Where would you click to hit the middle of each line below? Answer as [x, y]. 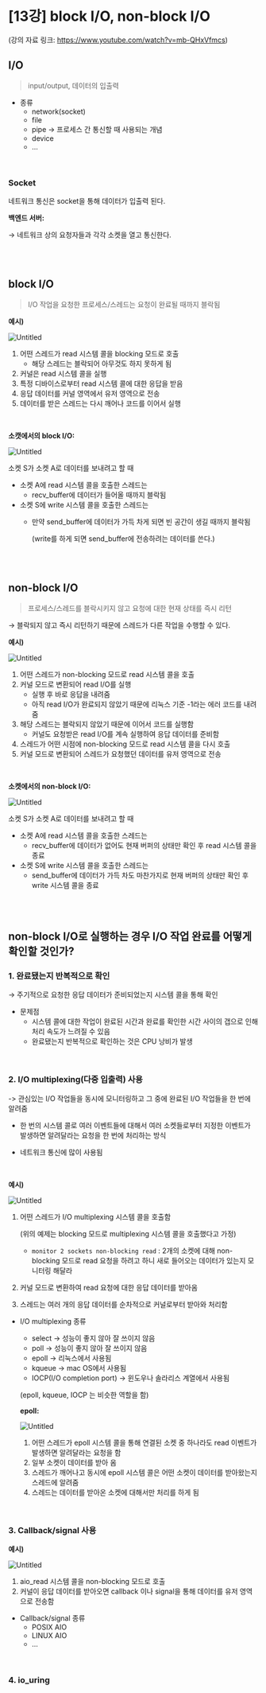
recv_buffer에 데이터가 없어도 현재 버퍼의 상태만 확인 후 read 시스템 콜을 [144, 845]
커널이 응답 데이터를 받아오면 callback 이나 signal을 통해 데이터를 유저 [129, 1591]
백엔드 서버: [27, 218]
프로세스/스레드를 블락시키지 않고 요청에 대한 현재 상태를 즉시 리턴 [129, 608]
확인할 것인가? [41, 952]
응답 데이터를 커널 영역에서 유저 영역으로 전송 [90, 393]
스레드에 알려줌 [55, 1482]
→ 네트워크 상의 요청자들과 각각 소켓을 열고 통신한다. [90, 235]
